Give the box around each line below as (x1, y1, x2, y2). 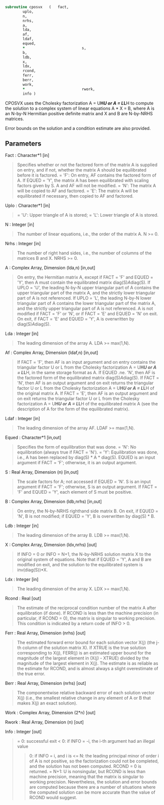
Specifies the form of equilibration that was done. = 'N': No (17, 444, 137, 450)
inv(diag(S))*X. (17, 567, 48, 573)
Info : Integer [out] (5, 729, 42, 735)
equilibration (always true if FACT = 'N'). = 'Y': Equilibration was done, (17, 449, 159, 455)
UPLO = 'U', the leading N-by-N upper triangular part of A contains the (17, 285, 160, 291)
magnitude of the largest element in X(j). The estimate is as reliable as (17, 660, 158, 666)
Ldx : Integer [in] (5, 577, 39, 582)
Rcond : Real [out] (5, 596, 42, 602)
